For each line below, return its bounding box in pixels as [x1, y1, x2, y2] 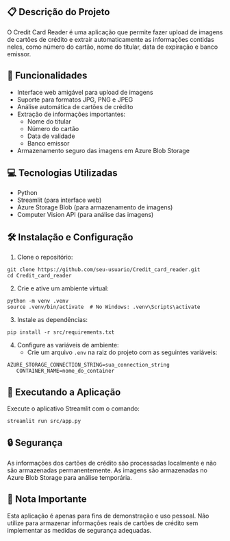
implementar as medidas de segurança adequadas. [7, 526, 152, 534]
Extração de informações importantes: [16, 110, 126, 118]
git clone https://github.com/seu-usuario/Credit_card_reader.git [7, 266, 201, 273]
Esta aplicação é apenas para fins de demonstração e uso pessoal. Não [7, 511, 209, 520]
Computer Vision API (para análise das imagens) [16, 211, 154, 219]
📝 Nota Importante [7, 494, 87, 505]
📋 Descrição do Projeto [7, 6, 110, 18]
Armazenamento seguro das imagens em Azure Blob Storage [16, 146, 190, 154]
